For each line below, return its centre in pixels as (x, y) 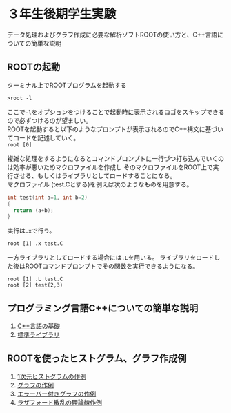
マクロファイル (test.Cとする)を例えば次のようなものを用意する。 (100, 184)
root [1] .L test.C (35, 279)
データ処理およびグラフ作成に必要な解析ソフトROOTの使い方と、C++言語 (112, 35)
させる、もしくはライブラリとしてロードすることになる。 (94, 175)
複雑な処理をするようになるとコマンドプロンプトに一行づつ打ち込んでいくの (115, 158)
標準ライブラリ (38, 335)
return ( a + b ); (33, 210)
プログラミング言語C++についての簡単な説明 (103, 308)
